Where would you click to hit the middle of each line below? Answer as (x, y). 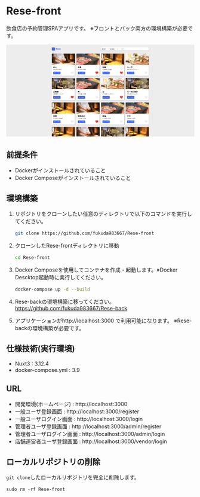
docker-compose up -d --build (53, 289)
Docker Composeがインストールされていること (73, 178)
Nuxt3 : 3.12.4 (32, 364)
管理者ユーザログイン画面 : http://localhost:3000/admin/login (90, 434)
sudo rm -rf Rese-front (36, 490)
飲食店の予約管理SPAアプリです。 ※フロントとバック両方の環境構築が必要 (97, 28)
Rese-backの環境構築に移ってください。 (64, 302)
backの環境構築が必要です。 (50, 328)
